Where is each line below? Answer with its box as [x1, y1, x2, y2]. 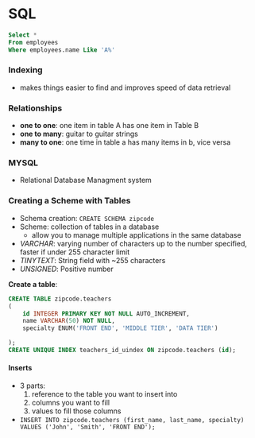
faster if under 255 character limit [19, 247, 130, 257]
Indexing [8, 64, 43, 76]
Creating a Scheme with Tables [8, 196, 131, 207]
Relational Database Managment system [19, 176, 153, 185]
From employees [8, 38, 59, 46]
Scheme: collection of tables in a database [19, 222, 160, 231]
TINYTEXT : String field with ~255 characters [19, 255, 166, 265]
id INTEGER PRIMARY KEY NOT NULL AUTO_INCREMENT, [22, 309, 191, 318]
